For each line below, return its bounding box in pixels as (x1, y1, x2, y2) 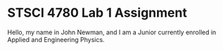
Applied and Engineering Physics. (7, 35, 105, 43)
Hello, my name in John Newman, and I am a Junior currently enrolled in (7, 28, 217, 36)
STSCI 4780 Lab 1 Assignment (7, 5, 188, 21)
